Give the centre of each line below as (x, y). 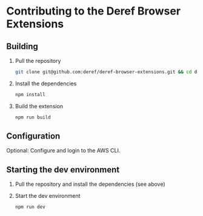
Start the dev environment (48, 196)
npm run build (33, 117)
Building (22, 46)
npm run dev (30, 207)
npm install (30, 94)
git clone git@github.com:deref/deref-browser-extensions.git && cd (103, 72)
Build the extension (39, 106)
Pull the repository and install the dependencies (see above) (90, 184)
